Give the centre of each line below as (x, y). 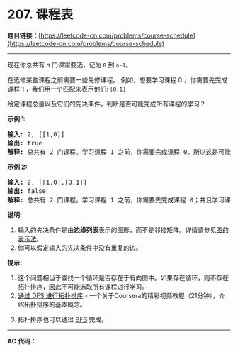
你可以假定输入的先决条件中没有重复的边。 (80, 247)
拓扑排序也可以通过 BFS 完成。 (63, 319)
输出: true (25, 143)
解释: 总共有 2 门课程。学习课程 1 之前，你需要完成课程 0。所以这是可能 (119, 152)
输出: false (27, 191)
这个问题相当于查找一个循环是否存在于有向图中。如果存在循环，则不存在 (123, 277)
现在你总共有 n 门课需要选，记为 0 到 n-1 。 (70, 65)
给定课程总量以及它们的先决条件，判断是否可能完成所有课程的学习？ (107, 104)
